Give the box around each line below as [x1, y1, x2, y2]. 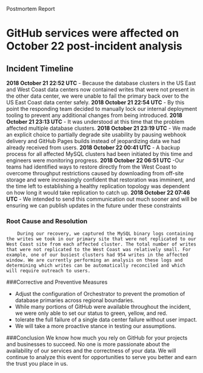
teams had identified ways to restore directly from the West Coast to [6, 163, 177, 170]
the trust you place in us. [6, 360, 68, 368]
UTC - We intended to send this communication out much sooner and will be [6, 195, 198, 203]
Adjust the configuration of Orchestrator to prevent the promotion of [15, 291, 185, 298]
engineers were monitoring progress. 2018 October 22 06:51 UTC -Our [6, 157, 185, 164]
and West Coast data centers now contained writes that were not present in [6, 86, 195, 93]
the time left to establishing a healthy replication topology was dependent [6, 183, 190, 190]
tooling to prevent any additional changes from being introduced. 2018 [6, 112, 183, 119]
